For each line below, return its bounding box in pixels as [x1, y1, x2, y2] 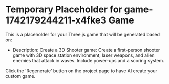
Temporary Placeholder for [5, 4, 122, 15]
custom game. [5, 73, 36, 79]
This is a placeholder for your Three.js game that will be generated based [5, 31, 160, 37]
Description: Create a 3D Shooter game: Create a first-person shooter [12, 47, 160, 53]
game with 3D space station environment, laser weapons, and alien [12, 52, 155, 58]
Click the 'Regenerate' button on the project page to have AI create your [5, 68, 158, 74]
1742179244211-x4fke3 [5, 14, 107, 26]
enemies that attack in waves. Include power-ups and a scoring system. [12, 57, 165, 64]
